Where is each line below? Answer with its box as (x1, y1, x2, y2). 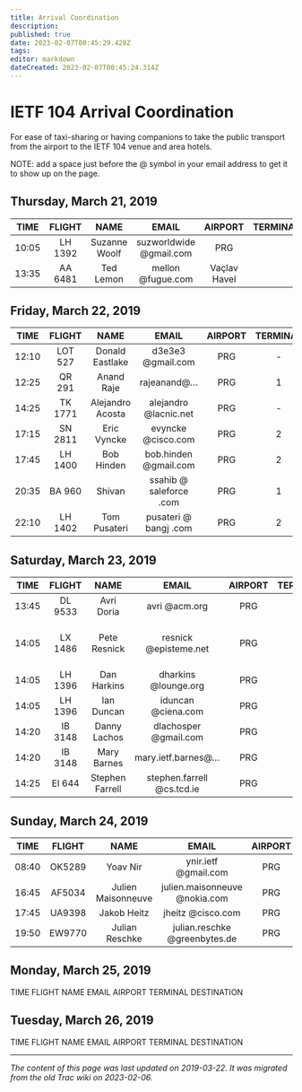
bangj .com (145, 522, 193, 535)
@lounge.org (150, 679, 205, 692)
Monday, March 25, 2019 (10, 963, 151, 978)
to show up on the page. (10, 168, 100, 179)
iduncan (160, 695, 195, 707)
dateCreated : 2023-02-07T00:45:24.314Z (10, 64, 160, 73)
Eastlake (92, 356, 129, 369)
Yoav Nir (106, 860, 142, 873)
